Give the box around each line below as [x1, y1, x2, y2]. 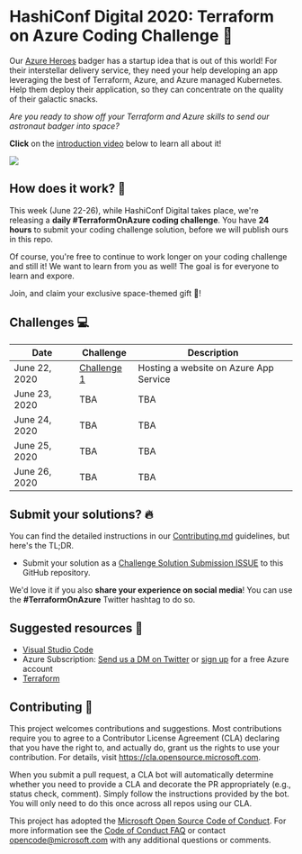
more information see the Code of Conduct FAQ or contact [9, 825, 226, 835]
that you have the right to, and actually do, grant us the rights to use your [9, 742, 280, 753]
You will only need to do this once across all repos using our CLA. [9, 798, 253, 808]
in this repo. [9, 233, 54, 244]
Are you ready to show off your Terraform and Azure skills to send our [9, 111, 270, 122]
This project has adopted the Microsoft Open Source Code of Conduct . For [9, 815, 287, 826]
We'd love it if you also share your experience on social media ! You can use [9, 585, 293, 595]
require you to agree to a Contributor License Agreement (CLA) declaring [9, 732, 280, 743]
